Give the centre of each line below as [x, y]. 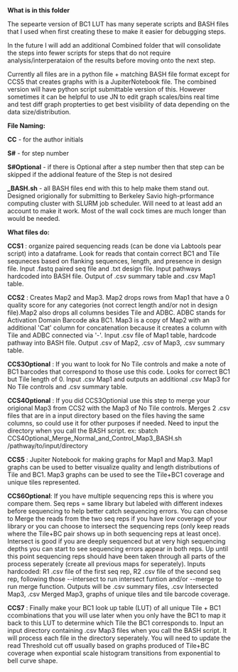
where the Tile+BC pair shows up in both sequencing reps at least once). [114, 533]
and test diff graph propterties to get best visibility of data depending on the [119, 104]
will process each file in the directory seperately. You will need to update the [119, 638]
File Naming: [27, 126]
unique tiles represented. [44, 482]
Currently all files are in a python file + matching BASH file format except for [119, 74]
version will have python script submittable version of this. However [107, 89]
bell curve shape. [33, 661]
